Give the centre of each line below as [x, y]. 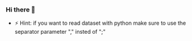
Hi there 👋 [21, 10]
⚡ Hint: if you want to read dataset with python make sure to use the [100, 23]
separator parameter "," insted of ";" [60, 32]
